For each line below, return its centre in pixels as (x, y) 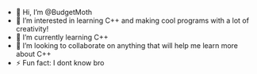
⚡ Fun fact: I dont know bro (60, 63)
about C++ (33, 54)
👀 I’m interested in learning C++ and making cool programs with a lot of (132, 20)
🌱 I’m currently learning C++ (62, 37)
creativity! (32, 29)
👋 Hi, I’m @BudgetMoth (54, 12)
